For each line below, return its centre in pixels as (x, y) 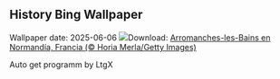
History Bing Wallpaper (76, 15)
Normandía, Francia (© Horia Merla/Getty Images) (103, 47)
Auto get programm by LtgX (61, 64)
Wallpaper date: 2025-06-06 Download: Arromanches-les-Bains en (140, 37)
